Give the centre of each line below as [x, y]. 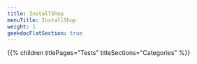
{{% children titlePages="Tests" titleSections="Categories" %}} [99, 53]
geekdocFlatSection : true [45, 33]
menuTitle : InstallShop [42, 20]
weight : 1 [22, 26]
